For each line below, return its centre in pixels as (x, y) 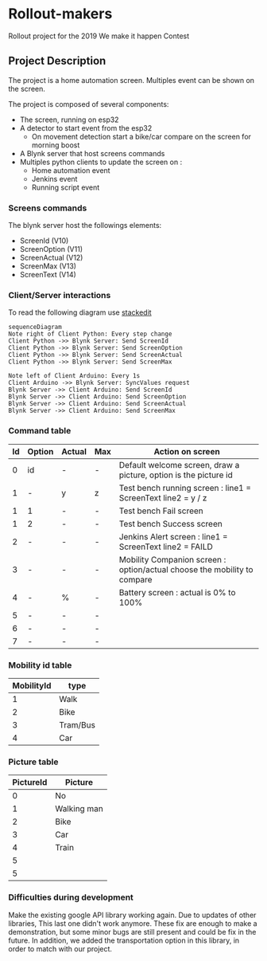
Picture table (33, 762)
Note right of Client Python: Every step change (90, 334)
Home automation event (71, 170)
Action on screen (187, 451)
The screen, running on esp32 (69, 120)
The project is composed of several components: (89, 104)
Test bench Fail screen (161, 511)
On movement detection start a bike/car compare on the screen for (141, 136)
